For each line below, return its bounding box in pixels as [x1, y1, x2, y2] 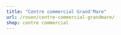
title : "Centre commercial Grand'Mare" [6, 8, 107, 15]
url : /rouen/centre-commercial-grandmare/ [6, 14, 115, 20]
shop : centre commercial [6, 20, 69, 26]
